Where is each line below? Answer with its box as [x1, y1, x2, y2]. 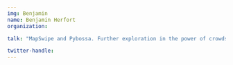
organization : [7, 23, 49, 29]
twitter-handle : [7, 47, 54, 55]
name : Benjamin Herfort [7, 16, 76, 23]
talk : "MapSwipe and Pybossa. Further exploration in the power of [7, 35, 207, 42]
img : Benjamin [7, 10, 49, 17]
